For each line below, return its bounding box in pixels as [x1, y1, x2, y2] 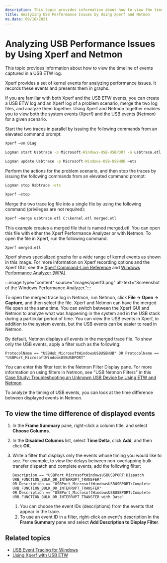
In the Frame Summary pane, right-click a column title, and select [12, 422, 148, 429]
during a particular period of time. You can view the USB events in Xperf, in [5, 316, 159, 322]
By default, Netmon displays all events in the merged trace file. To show [5, 336, 153, 342]
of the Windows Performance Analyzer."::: [5, 285, 91, 291]
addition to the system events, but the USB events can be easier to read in [5, 321, 157, 327]
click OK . [12, 443, 31, 449]
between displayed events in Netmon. [5, 395, 83, 401]
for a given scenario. [5, 116, 48, 122]
